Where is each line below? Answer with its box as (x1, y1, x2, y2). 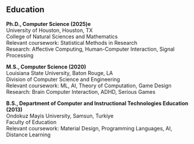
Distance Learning (6, 131, 51, 138)
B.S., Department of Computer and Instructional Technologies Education (6, 100, 189, 107)
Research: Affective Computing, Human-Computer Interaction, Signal (6, 45, 175, 53)
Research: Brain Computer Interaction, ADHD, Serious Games (6, 88, 156, 95)
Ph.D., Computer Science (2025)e (6, 20, 91, 27)
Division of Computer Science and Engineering (6, 76, 120, 83)
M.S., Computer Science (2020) (6, 63, 86, 70)
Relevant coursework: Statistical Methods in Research (6, 39, 138, 46)
